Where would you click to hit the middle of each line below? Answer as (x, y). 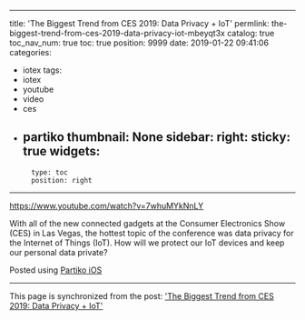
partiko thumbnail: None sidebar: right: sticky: (156, 137)
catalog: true (251, 33)
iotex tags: (42, 70)
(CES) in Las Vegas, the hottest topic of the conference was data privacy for (152, 233)
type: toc (49, 172)
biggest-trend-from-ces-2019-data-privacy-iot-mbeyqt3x (117, 33)
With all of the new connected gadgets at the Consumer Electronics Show (148, 223)
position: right (62, 180)
